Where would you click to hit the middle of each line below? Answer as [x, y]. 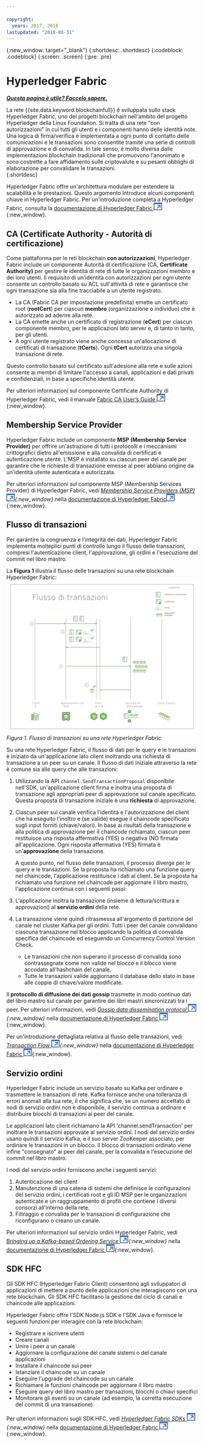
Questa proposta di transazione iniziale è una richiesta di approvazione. [106, 801]
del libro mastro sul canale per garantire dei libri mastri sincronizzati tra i [97, 1001]
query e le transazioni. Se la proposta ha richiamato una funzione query [105, 870]
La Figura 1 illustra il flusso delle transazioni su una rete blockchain [90, 570]
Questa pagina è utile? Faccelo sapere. [57, 98]
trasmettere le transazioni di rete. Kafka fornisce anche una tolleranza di [97, 1094]
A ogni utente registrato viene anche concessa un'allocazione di [96, 341]
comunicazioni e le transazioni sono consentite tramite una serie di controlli [101, 143]
